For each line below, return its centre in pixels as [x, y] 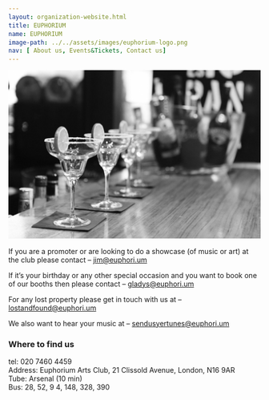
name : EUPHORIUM [35, 34]
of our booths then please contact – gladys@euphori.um [101, 284]
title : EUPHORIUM [37, 25]
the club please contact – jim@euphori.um [78, 260]
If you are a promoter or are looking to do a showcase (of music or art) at [128, 251]
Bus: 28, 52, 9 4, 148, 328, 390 [59, 387]
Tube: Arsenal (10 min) [45, 379]
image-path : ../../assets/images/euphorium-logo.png [98, 42]
